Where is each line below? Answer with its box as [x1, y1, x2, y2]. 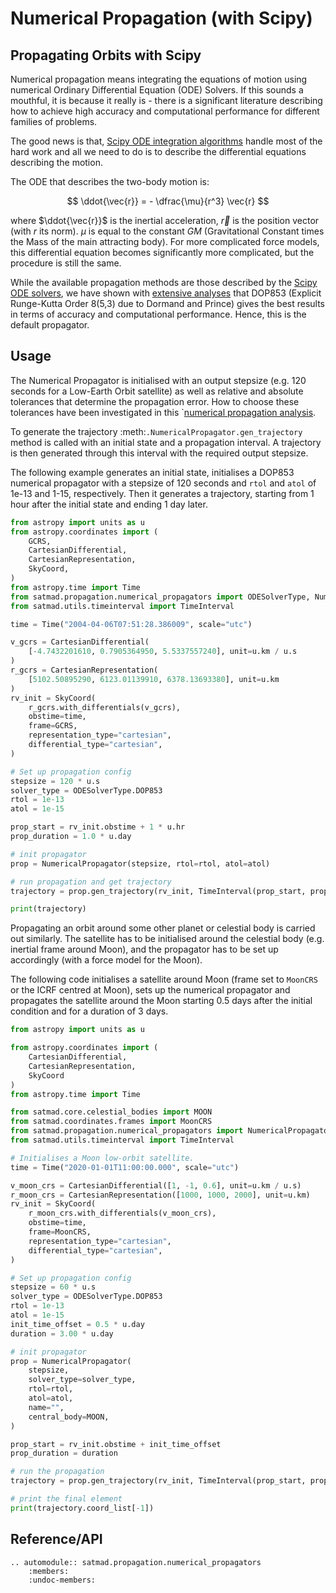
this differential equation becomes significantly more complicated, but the [10, 247, 315, 258]
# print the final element [10, 1494, 123, 1504]
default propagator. [10, 319, 90, 331]
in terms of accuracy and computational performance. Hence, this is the [10, 308, 307, 320]
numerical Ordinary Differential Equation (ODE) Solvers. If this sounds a [10, 84, 304, 96]
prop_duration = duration [10, 1448, 118, 1459]
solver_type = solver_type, [28, 1375, 137, 1385]
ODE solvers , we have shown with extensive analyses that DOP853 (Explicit [10, 287, 322, 299]
